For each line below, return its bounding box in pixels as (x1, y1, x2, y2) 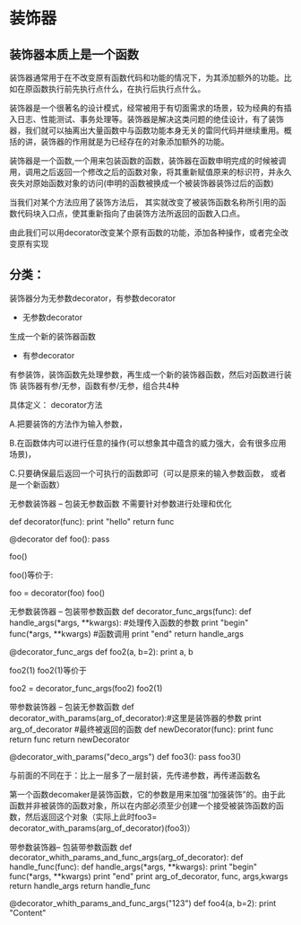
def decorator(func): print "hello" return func (9, 515, 175, 526)
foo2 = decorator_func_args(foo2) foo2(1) (9, 683, 163, 693)
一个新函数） (16, 479, 64, 489)
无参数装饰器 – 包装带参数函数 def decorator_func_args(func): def (9, 605, 253, 616)
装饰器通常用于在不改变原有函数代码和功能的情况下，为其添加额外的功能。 (9, 73, 284, 83)
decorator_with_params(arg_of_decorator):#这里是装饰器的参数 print (9, 712, 262, 723)
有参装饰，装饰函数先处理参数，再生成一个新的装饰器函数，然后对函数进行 (9, 369, 284, 380)
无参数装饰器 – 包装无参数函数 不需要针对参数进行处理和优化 (9, 498, 232, 508)
